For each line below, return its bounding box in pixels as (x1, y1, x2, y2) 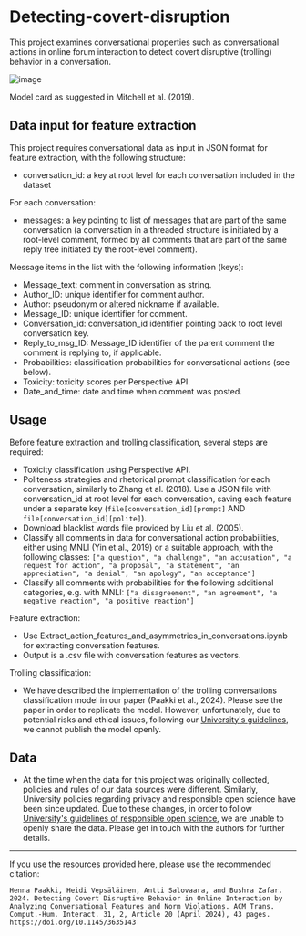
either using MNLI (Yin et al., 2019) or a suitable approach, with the (22, 542, 274, 552)
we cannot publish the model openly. (22, 723, 162, 734)
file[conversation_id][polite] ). (22, 512, 148, 523)
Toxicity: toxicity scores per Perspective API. (22, 376, 191, 387)
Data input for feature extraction (9, 118, 197, 133)
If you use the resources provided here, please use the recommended (9, 858, 271, 869)
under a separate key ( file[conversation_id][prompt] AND (22, 502, 246, 513)
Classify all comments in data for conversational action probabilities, (22, 531, 280, 542)
